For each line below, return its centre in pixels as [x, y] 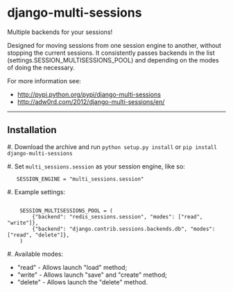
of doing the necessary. [41, 67]
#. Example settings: [36, 191]
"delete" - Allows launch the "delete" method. [82, 282]
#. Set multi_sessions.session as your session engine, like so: [96, 166]
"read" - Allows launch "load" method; [72, 267]
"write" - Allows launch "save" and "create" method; [92, 275]
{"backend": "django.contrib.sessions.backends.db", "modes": [124, 229]
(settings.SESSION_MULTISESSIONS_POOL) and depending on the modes [113, 60]
